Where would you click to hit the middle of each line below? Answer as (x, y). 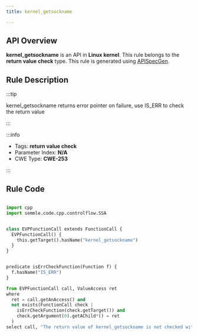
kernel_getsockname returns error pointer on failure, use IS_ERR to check (95, 106)
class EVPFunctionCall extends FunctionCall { (64, 229)
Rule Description (37, 80)
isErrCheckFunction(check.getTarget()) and (71, 311)
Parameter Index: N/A (41, 153)
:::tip (11, 94)
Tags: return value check (46, 146)
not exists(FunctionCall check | (52, 305)
